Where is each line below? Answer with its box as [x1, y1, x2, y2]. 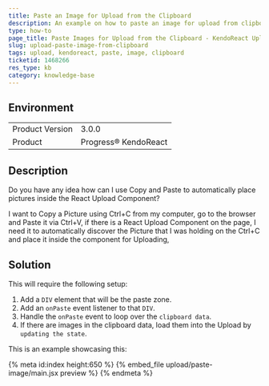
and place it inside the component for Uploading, [8, 235, 170, 244]
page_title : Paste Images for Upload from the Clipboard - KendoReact [8, 34, 249, 42]
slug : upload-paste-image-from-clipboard [8, 42, 149, 50]
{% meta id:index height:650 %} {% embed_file [8, 360, 164, 369]
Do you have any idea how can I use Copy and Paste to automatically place [8, 185, 256, 195]
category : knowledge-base [8, 71, 94, 79]
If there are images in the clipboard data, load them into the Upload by [19, 320, 252, 330]
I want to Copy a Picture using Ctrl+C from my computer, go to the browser [8, 209, 256, 219]
